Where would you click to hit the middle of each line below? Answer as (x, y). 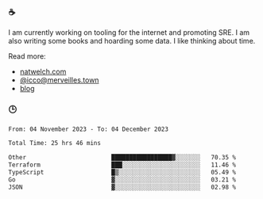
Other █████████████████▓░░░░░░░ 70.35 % (122, 158)
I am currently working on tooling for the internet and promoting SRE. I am (129, 33)
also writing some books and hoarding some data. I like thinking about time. (132, 41)
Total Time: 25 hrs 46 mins (55, 144)
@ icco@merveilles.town (59, 80)
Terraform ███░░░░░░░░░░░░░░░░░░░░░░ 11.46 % (122, 165)
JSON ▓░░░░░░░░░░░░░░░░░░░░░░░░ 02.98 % (122, 187)
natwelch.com (43, 72)
